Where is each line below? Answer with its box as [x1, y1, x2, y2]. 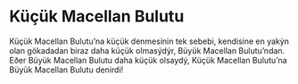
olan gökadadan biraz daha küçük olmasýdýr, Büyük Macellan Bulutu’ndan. [9, 45, 286, 55]
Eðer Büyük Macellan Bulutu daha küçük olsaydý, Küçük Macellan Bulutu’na [9, 55, 287, 65]
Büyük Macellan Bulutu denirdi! [9, 64, 124, 75]
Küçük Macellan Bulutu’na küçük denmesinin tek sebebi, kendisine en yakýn [9, 36, 290, 46]
